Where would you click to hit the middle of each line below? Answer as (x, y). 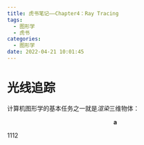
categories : (24, 39)
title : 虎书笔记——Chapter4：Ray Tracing (63, 13)
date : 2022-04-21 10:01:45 (46, 52)
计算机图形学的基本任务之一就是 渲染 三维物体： (73, 108)
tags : (15, 20)
